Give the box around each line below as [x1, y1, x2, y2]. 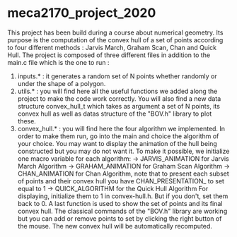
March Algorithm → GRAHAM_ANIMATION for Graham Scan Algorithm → [17, 162, 230, 170]
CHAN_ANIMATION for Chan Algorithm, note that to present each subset [17, 169, 230, 178]
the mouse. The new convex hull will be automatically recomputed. [17, 221, 212, 230]
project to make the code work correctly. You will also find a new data [17, 94, 221, 103]
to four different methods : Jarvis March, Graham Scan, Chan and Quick [7, 43, 217, 51]
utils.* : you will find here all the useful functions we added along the [17, 87, 218, 95]
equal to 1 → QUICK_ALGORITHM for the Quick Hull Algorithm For [17, 184, 209, 193]
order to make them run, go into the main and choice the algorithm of [17, 132, 219, 140]
